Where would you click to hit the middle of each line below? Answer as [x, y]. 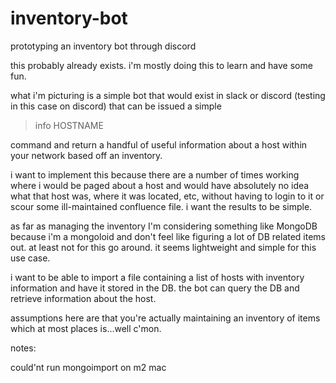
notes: [23, 348]
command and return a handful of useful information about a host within [159, 144]
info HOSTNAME [69, 125]
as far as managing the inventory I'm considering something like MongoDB [164, 226]
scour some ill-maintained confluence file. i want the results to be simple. [161, 206]
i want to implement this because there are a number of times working [155, 174]
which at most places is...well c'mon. [86, 328]
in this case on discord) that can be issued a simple [116, 106]
